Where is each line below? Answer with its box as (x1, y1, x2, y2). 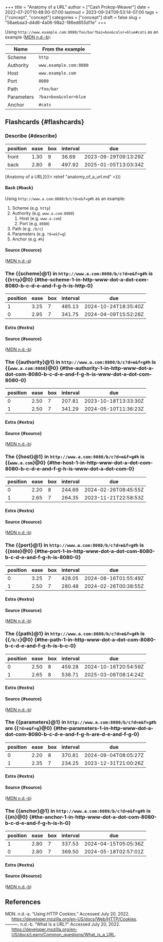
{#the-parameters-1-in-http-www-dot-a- (53, 725, 154, 732)
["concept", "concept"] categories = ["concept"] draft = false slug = (5, 15, 142, 20)
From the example (42, 46, 85, 53)
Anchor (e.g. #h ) (12, 236, 45, 242)
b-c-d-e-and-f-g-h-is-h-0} (5, 819, 71, 826)
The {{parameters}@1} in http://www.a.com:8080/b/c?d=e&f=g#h (5, 719, 157, 725)
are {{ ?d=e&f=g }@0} (5, 725, 53, 732)
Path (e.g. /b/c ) (12, 226, 43, 232)
